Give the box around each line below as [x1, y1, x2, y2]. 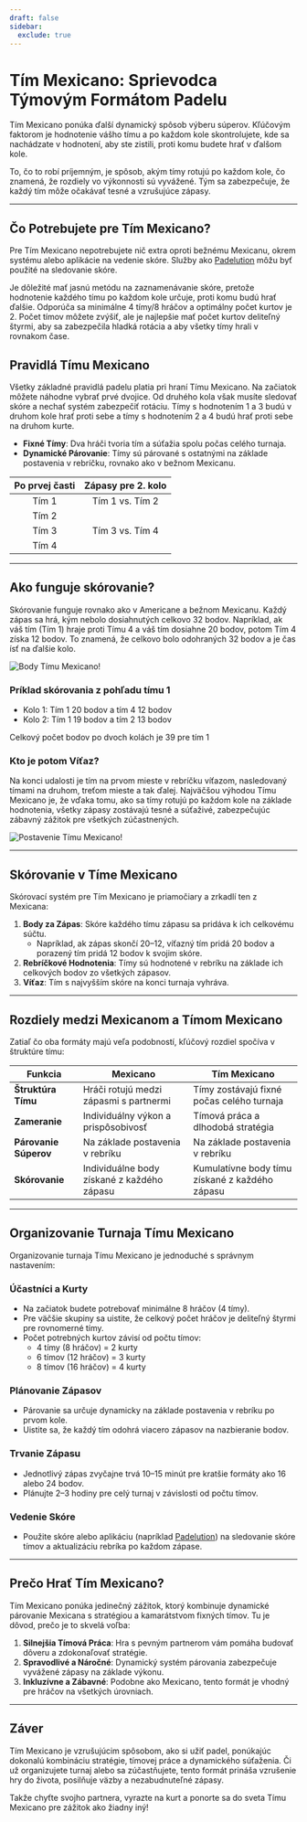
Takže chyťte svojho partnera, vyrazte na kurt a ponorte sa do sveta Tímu [9, 1792, 286, 1803]
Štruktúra [14, 1082, 57, 1095]
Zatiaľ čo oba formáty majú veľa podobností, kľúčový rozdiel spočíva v [9, 1036, 276, 1047]
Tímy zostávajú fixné [193, 1082, 282, 1095]
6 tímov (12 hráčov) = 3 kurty [36, 1352, 146, 1363]
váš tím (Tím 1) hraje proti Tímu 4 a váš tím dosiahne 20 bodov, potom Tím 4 [9, 623, 297, 634]
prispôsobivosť [82, 1121, 148, 1134]
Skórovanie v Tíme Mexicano [9, 867, 178, 882]
